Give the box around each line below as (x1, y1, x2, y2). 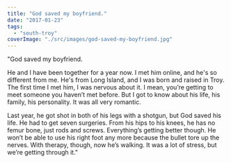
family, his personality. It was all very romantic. (7, 98, 141, 106)
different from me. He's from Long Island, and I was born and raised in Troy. (7, 76, 225, 84)
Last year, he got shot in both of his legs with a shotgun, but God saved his (7, 112, 221, 120)
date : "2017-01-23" (7, 17, 64, 24)
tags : (7, 23, 23, 30)
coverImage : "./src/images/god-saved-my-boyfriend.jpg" (7, 36, 173, 43)
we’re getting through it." (7, 148, 79, 157)
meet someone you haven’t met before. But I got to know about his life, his (7, 91, 221, 99)
